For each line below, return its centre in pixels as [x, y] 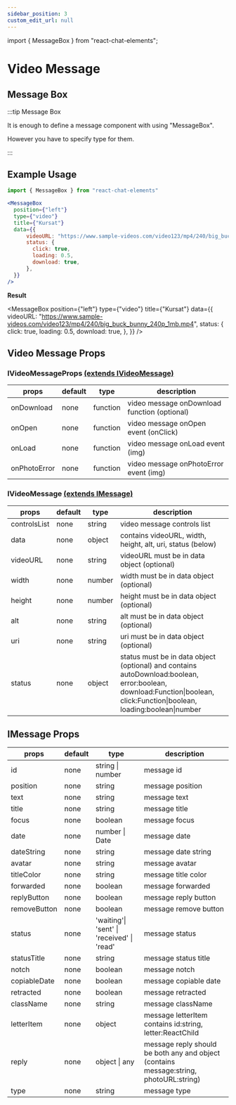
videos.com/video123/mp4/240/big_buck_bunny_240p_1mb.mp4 [101, 323]
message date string [178, 852]
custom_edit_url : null [40, 20]
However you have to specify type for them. [71, 138]
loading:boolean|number [161, 709]
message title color [175, 874]
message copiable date [182, 981]
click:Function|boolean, [159, 700]
